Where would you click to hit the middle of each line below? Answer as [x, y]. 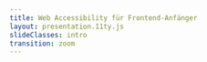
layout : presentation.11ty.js [67, 26]
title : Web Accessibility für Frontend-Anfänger [103, 18]
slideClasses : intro [49, 35]
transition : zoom [42, 43]
